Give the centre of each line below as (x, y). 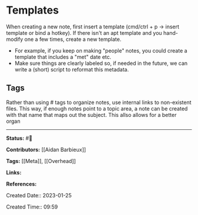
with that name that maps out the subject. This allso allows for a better (91, 115)
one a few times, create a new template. (73, 39)
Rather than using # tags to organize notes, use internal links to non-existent (99, 102)
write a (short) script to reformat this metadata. (72, 69)
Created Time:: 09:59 (32, 207)
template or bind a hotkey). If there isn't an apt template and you (84, 32)
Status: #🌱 (19, 138)
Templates (32, 10)
